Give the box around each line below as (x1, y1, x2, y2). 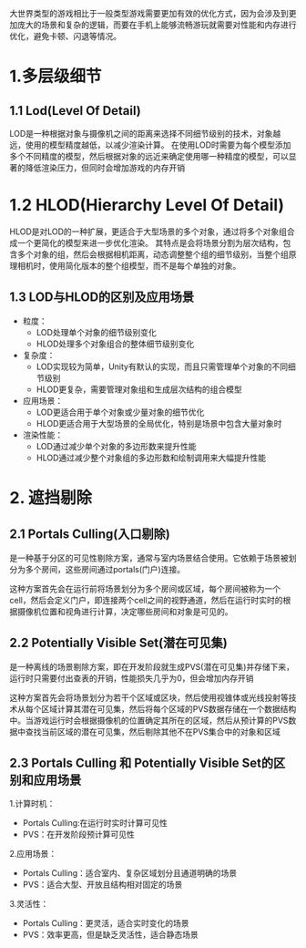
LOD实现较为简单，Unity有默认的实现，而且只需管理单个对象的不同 (36, 361, 289, 372)
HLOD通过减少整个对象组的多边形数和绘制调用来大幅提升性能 (36, 452, 267, 463)
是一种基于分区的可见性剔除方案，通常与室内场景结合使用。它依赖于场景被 (9, 552, 289, 563)
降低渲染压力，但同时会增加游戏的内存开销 (25, 162, 185, 173)
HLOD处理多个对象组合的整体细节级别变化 (36, 338, 195, 349)
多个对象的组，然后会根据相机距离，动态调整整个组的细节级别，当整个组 (16, 249, 289, 260)
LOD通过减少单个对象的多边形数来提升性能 (36, 440, 197, 451)
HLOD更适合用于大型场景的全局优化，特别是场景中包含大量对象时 (36, 417, 282, 428)
